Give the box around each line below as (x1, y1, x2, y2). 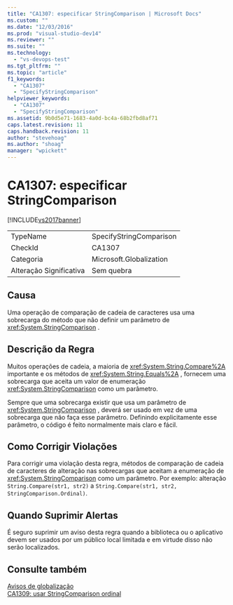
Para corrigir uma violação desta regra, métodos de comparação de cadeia (7, 459, 224, 467)
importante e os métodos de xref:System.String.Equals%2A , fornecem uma (7, 369, 226, 378)
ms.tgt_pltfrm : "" (7, 62, 61, 69)
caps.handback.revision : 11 (7, 128, 90, 135)
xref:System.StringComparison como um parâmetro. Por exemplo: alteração (7, 474, 227, 483)
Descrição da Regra (7, 343, 94, 355)
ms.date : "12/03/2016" (7, 23, 73, 30)
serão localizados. (7, 543, 60, 552)
